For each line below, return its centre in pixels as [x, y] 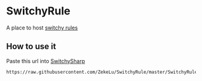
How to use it [31, 46]
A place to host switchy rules [42, 28]
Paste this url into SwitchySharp [46, 61]
